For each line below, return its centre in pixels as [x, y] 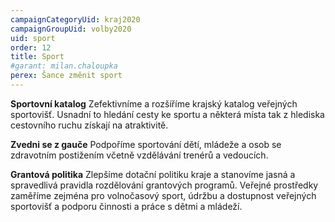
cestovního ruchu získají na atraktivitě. [89, 125]
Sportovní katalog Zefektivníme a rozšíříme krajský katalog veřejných [154, 103]
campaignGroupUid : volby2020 [71, 29]
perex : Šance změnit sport [66, 76]
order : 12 [31, 47]
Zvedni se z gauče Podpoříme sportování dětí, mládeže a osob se [146, 144]
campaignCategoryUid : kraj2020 [75, 19]
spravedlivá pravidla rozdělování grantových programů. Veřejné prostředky [164, 185]
